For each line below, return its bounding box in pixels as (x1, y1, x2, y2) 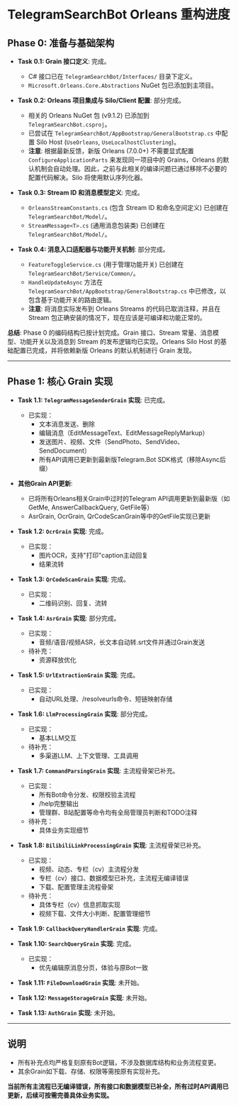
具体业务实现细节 (38, 826, 89, 834)
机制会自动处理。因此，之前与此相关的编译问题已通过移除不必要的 (34, 165, 227, 172)
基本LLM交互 (38, 734, 76, 742)
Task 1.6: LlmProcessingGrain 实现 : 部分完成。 (17, 709, 152, 718)
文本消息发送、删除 (38, 419, 96, 428)
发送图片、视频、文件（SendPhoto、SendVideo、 (38, 437, 184, 446)
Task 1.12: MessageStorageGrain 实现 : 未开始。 (17, 993, 151, 1002)
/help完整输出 (38, 799, 79, 807)
